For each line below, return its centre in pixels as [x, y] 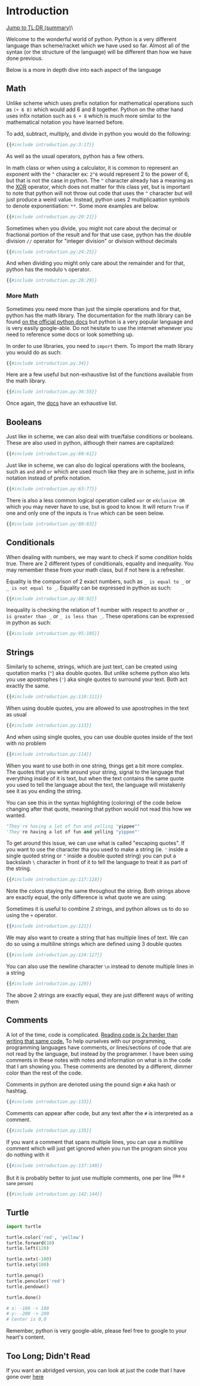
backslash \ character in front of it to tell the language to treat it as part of [97, 862]
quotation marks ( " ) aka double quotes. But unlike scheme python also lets [98, 673]
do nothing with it [28, 1155]
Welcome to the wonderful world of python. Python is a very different [92, 39]
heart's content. [26, 1337]
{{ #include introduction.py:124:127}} [54, 955]
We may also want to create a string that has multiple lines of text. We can [97, 938]
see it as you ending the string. [44, 791]
